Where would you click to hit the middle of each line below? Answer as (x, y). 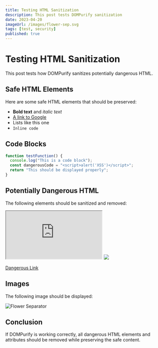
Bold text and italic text (37, 112)
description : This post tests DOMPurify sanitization (64, 15)
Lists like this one (31, 122)
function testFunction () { (34, 156)
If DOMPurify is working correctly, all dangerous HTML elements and (78, 334)
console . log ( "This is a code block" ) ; (51, 161)
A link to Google (30, 117)
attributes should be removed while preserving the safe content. (73, 340)
